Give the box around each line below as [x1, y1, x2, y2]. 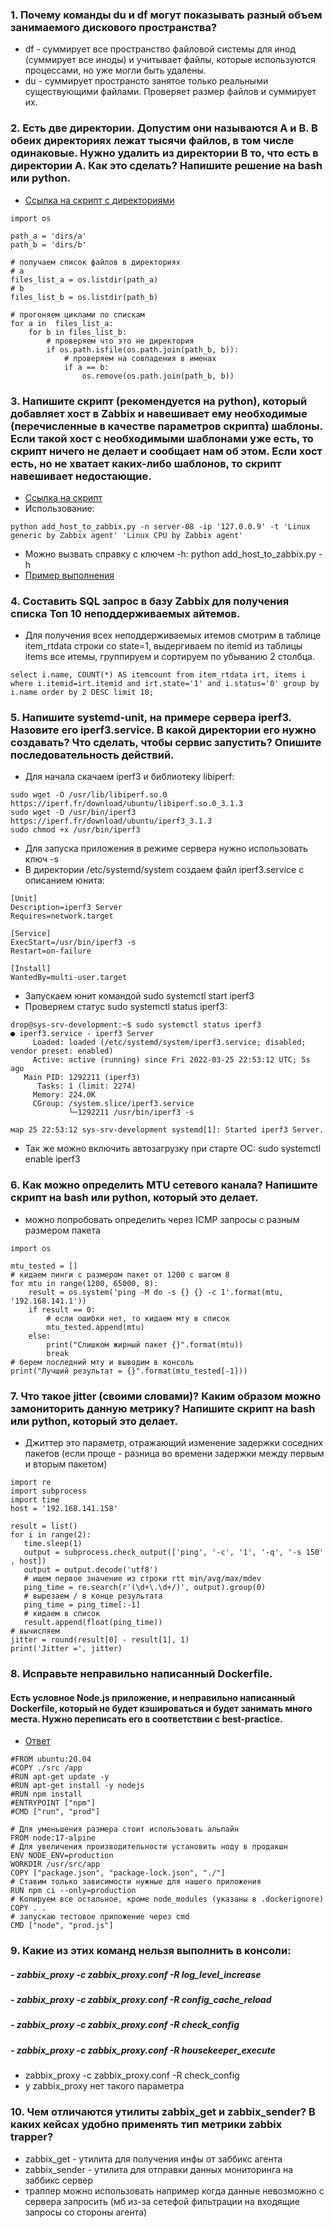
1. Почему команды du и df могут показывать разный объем [10, 8, 323, 22]
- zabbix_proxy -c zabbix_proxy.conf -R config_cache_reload [10, 1994, 272, 2006]
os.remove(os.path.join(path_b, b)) [81, 371, 235, 381]
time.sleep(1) [23, 1539, 83, 1549]
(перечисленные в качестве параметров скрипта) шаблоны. [10, 419, 323, 433]
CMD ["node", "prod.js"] [10, 1921, 114, 1931]
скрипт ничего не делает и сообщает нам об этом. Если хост [10, 444, 323, 458]
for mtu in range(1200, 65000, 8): [10, 1278, 159, 1288]
